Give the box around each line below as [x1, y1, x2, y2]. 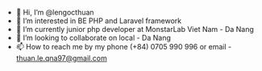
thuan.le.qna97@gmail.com [15, 53, 107, 63]
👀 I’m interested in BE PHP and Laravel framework [15, 16, 182, 26]
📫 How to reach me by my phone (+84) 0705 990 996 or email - [15, 42, 232, 51]
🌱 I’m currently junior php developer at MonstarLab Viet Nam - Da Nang [15, 25, 254, 34]
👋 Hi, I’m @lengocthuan [15, 8, 94, 17]
